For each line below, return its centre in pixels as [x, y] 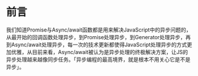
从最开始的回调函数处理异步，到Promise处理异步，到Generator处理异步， [96, 37]
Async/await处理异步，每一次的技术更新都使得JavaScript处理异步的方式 [99, 45]
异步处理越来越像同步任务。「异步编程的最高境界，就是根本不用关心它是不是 [98, 59]
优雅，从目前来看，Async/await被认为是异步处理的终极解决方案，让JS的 [100, 52]
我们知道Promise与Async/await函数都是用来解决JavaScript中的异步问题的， [99, 30]
